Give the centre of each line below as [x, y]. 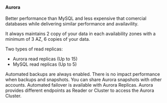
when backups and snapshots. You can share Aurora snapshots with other [83, 80]
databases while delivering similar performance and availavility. [72, 24]
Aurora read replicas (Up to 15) [45, 59]
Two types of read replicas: [34, 49]
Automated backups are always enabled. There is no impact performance [83, 74]
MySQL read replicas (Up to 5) [45, 64]
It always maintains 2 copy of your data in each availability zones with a [80, 34]
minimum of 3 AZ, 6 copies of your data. [48, 39]
